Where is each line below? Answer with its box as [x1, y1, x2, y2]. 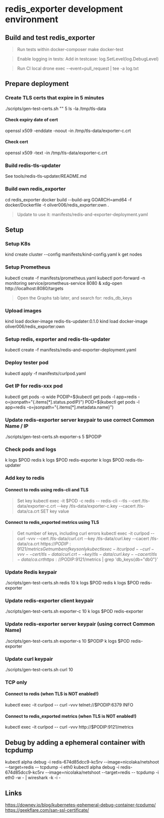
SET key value [40, 508, 70, 514]
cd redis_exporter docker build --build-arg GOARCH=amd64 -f [5, 196, 132, 202]
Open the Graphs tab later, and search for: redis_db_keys [17, 295, 132, 300]
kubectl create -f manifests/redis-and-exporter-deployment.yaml [5, 347, 137, 353]
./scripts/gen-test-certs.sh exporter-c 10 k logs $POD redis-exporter [5, 608, 143, 614]
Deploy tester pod [5, 359, 49, 366]
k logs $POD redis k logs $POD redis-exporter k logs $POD [5, 457, 125, 463]
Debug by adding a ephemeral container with [5, 738, 145, 747]
